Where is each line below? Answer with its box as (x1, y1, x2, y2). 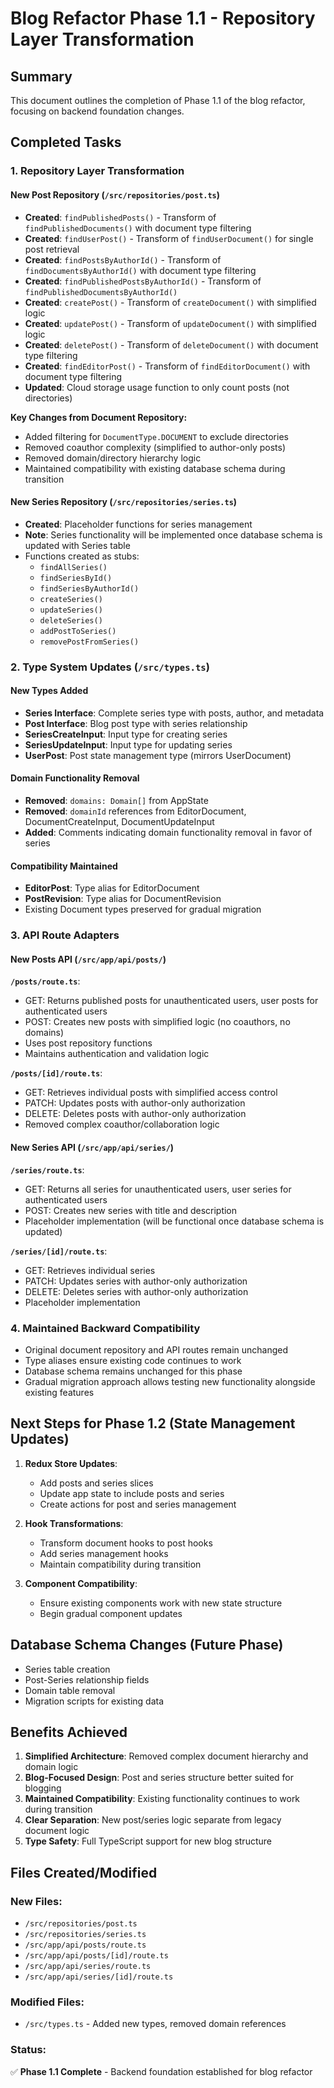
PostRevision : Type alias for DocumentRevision (24, 893, 222, 905)
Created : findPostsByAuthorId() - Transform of (24, 253, 222, 266)
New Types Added (10, 685, 89, 697)
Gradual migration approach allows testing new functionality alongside (24, 1375, 316, 1387)
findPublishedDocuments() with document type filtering (24, 222, 252, 234)
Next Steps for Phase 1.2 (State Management (10, 1415, 296, 1432)
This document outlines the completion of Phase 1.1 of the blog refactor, (10, 95, 306, 106)
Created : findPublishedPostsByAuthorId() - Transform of (24, 275, 262, 287)
